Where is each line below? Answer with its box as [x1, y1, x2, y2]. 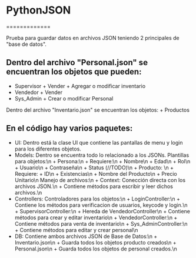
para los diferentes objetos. [14, 145, 81, 152]
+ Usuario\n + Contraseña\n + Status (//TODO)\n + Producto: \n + [14, 164, 174, 171]
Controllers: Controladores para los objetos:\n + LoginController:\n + [14, 195, 181, 202]
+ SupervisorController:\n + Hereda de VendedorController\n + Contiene [14, 207, 190, 215]
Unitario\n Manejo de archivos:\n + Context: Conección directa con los [14, 176, 186, 183]
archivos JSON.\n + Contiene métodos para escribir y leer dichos [14, 183, 174, 190]
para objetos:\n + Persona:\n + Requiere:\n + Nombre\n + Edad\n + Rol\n [14, 158, 191, 165]
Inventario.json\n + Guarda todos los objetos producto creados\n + [14, 239, 177, 246]
